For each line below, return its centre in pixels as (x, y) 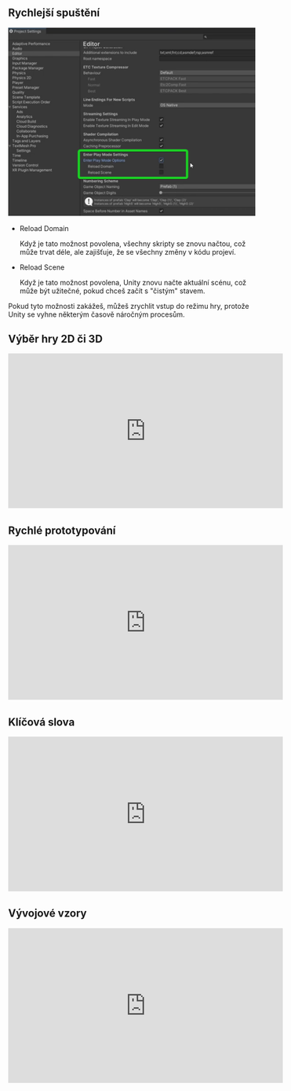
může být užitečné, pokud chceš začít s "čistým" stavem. (112, 291)
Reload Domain (44, 228)
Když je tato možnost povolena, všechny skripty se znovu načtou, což (133, 244)
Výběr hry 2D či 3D (56, 338)
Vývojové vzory (47, 914)
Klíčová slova (42, 722)
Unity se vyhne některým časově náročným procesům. (96, 314)
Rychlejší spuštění (54, 13)
